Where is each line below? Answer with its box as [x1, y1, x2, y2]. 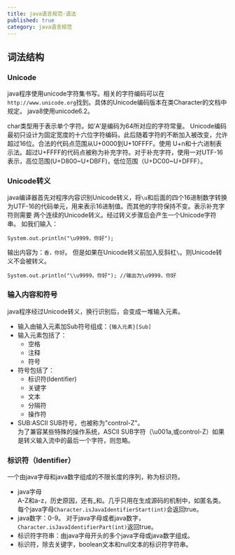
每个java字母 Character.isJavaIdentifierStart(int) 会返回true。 [17, 504, 203, 513]
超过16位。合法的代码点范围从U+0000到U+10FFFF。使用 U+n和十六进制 [7, 140, 216, 148]
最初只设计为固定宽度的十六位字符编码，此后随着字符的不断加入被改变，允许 [7, 131, 228, 139]
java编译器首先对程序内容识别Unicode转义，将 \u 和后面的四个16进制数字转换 [7, 194, 227, 202]
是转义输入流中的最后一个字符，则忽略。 [17, 436, 134, 444]
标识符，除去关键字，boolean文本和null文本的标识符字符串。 [17, 540, 192, 548]
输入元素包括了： [17, 330, 67, 339]
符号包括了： [17, 366, 55, 374]
